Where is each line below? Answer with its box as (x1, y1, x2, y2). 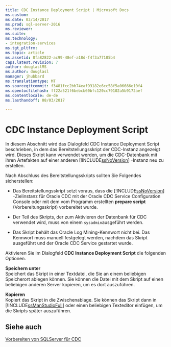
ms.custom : (5, 12, 29, 17)
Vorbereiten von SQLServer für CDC (5, 336, 82, 342)
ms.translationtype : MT (5, 79, 56, 84)
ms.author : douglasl (5, 69, 50, 75)
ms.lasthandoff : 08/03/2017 (5, 97, 65, 103)
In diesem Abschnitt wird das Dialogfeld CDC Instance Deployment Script (5, 141, 160, 147)
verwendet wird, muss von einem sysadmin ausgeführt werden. (12, 219, 144, 226)
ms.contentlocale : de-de (5, 93, 58, 98)
